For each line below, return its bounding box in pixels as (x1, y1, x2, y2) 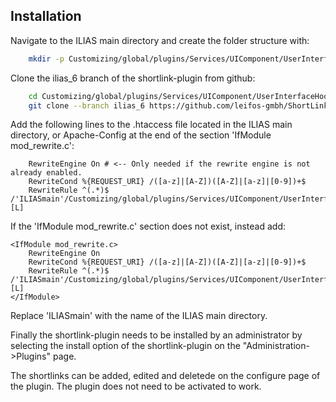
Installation (10, 8, 82, 25)
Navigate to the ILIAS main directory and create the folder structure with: (10, 34, 310, 46)
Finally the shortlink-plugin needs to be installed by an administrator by (10, 329, 303, 341)
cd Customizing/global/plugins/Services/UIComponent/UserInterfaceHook (28, 91, 333, 101)
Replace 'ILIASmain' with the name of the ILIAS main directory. (10, 310, 268, 322)
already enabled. (10, 168, 83, 178)
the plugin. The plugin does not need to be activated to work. (10, 380, 262, 393)
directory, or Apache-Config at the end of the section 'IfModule (10, 129, 272, 141)
